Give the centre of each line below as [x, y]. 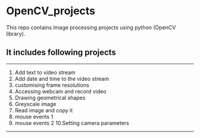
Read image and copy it [44, 110]
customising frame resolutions [52, 85]
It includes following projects [61, 53]
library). [16, 33]
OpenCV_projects [51, 11]
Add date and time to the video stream [62, 79]
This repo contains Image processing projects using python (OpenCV [91, 27]
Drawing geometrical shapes [50, 98]
